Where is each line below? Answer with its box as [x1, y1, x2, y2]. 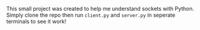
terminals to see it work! [6, 18, 67, 25]
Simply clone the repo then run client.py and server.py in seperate [6, 11, 176, 19]
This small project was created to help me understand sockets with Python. [6, 5, 195, 12]
